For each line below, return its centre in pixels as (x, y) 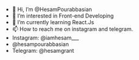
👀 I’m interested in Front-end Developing (63, 16)
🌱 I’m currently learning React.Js (53, 22)
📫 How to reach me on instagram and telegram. (73, 29)
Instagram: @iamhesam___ (45, 38)
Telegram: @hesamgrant (43, 51)
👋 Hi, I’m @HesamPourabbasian (52, 9)
